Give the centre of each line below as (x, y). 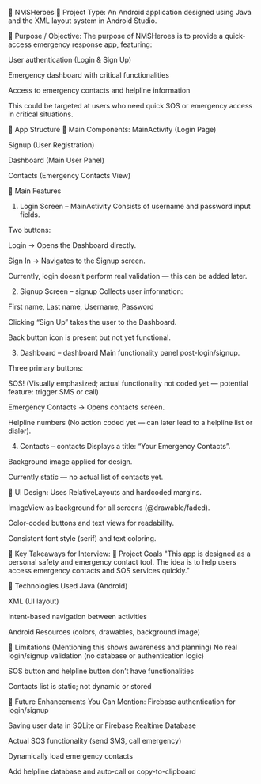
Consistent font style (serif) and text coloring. (82, 538)
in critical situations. (41, 114)
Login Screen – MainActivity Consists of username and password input (135, 206)
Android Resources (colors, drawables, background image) (104, 632)
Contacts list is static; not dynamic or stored (80, 686)
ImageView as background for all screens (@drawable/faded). (109, 508)
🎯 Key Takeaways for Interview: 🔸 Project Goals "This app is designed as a (129, 554)
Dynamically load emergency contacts (70, 756)
